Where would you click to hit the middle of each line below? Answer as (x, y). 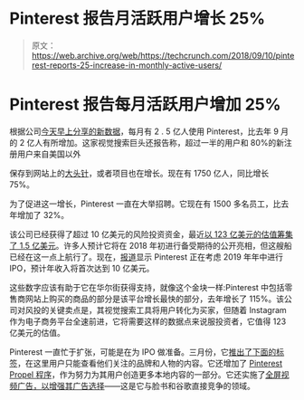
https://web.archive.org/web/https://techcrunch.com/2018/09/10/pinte (163, 55)
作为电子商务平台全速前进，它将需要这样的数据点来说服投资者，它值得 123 (148, 321)
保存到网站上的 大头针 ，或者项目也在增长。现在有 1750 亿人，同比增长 (139, 173)
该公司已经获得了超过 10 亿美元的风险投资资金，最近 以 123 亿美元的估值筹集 (152, 234)
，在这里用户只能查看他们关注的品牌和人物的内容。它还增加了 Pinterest (150, 363)
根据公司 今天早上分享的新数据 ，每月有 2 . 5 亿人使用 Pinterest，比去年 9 (144, 131)
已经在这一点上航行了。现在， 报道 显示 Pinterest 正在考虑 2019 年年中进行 (146, 257)
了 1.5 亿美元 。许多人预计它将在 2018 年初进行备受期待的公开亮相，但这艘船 (151, 245)
